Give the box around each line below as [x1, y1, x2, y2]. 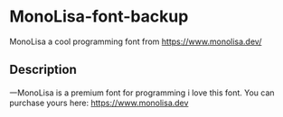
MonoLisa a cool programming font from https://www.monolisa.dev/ [9, 36, 262, 47]
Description [9, 62, 77, 77]
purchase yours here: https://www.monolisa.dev [9, 97, 189, 108]
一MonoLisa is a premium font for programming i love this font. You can [9, 87, 275, 98]
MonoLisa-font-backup [9, 6, 189, 27]
